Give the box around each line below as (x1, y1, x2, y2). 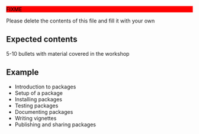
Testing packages (14, 102, 59, 109)
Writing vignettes (14, 114, 57, 122)
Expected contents (6, 34, 78, 44)
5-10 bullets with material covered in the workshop (6, 50, 130, 57)
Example (6, 68, 39, 78)
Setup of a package (14, 89, 63, 97)
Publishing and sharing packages (14, 121, 97, 128)
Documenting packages (14, 108, 73, 115)
